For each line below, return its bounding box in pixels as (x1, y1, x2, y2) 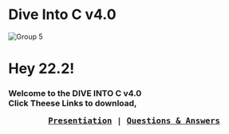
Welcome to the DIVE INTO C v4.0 (8, 88, 142, 99)
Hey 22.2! (8, 59, 75, 78)
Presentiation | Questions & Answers (47, 116, 221, 126)
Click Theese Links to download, (8, 98, 137, 109)
